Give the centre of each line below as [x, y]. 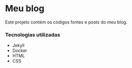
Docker [20, 51]
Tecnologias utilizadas [33, 35]
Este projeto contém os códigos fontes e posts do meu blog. [66, 22]
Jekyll [18, 45]
